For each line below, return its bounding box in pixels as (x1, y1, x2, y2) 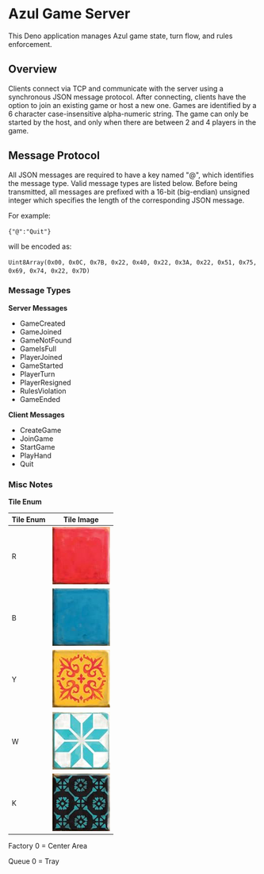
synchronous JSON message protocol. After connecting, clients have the (8, 92, 247, 102)
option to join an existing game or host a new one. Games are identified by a (8, 100, 257, 110)
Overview (8, 63, 58, 76)
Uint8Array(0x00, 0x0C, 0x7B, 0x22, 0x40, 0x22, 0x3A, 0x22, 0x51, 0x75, (8, 258, 258, 266)
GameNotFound (19, 335, 72, 345)
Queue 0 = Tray (8, 857, 59, 866)
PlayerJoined (19, 352, 63, 362)
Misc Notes (8, 478, 53, 489)
